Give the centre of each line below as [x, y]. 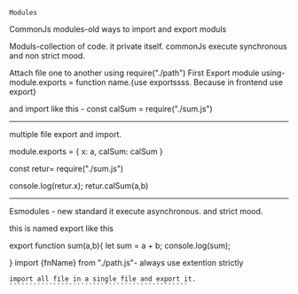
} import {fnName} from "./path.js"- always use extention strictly [126, 263]
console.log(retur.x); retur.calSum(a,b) [79, 186]
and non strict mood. [47, 56]
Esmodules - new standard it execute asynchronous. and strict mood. [136, 211]
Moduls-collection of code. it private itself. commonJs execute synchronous [148, 46]
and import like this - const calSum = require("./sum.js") [111, 109]
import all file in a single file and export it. [103, 279]
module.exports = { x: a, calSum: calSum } [86, 151]
